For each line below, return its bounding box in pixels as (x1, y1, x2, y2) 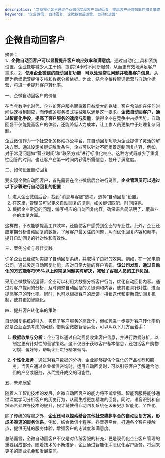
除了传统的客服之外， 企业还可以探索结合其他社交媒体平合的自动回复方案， (5, 413, 156, 419)
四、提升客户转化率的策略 (5, 307, 57, 313)
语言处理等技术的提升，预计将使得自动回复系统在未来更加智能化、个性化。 (9, 403, 160, 408)
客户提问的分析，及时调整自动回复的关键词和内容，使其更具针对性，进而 (13, 285, 160, 291)
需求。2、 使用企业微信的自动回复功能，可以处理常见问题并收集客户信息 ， (5, 70, 154, 76)
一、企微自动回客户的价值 (5, 93, 57, 99)
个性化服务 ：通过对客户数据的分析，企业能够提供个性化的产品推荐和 (12, 357, 150, 363)
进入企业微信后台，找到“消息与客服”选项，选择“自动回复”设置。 (12, 194, 141, 200)
